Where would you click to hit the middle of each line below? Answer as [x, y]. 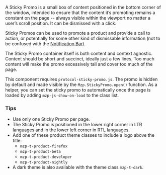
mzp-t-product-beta [40, 152]
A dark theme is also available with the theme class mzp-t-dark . [78, 167]
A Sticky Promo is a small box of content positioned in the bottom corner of [83, 7]
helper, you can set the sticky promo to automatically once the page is [78, 90]
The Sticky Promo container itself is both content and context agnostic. [79, 53]
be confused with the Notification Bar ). [45, 44]
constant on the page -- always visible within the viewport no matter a [78, 18]
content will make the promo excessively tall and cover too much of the [79, 64]
